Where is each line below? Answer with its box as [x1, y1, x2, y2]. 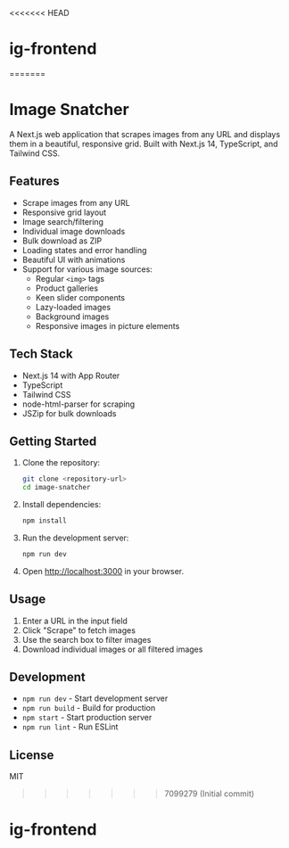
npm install [21, 516, 67, 525]
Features [9, 174, 60, 189]
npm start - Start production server [21, 712, 153, 723]
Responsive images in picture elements [35, 320, 180, 331]
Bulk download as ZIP [21, 235, 103, 246]
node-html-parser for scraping [21, 399, 136, 409]
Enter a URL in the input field [21, 615, 128, 626]
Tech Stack [9, 347, 73, 362]
